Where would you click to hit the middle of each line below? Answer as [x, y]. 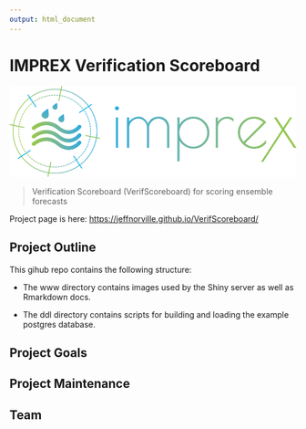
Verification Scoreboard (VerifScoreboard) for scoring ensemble [152, 191]
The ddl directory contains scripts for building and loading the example [156, 314]
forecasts [50, 201]
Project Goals [49, 353]
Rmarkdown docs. [56, 297]
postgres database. [59, 324]
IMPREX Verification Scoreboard [135, 65]
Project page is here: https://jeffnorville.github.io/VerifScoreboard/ [134, 218]
